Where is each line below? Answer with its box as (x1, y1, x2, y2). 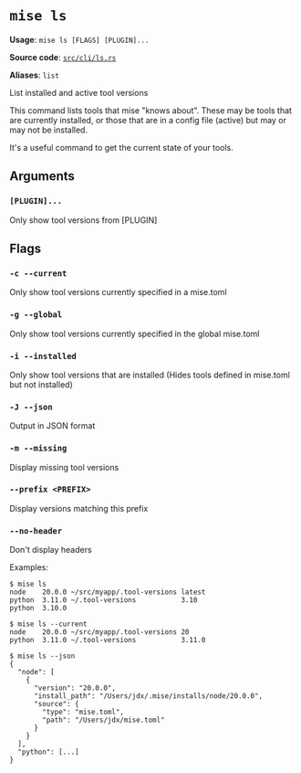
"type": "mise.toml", (42, 707, 125, 717)
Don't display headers (9, 545, 93, 556)
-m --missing (9, 443, 67, 454)
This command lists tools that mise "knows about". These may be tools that (9, 104, 292, 116)
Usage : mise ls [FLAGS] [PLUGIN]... (9, 34, 150, 45)
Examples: (9, 562, 48, 573)
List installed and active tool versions (9, 87, 149, 98)
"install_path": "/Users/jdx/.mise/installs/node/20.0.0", (33, 692, 263, 701)
